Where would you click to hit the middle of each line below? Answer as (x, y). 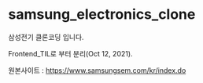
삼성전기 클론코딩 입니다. (46, 37)
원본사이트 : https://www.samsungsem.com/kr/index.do (97, 70)
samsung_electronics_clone (102, 14)
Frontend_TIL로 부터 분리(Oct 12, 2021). (70, 53)
